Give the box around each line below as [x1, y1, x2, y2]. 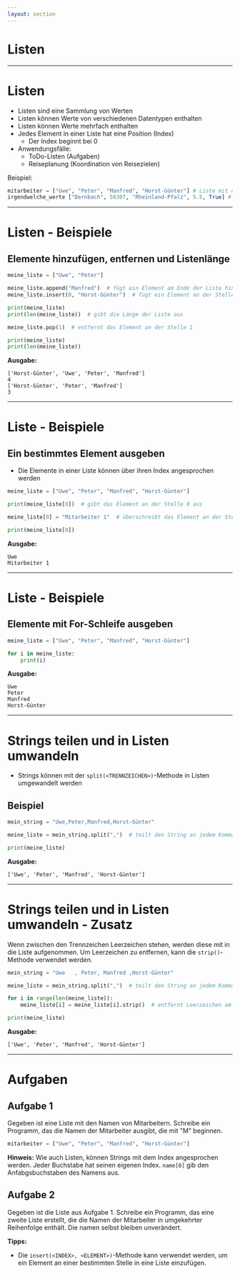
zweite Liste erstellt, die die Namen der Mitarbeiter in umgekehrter [7, 1215, 203, 1224]
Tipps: [7, 1237, 27, 1245]
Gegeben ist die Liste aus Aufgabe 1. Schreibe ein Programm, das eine [7, 1208, 214, 1216]
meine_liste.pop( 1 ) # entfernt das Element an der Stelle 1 [7, 323, 194, 331]
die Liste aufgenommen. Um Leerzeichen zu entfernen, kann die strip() [7, 948, 221, 956]
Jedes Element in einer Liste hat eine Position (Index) [17, 129, 174, 138]
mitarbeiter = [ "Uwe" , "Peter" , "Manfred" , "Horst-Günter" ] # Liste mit [7, 187, 229, 194]
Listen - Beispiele [7, 224, 113, 241]
